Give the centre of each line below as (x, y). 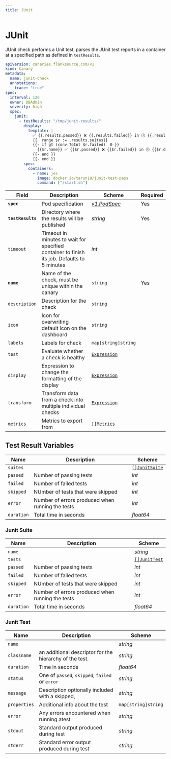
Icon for (51, 315)
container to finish (63, 252)
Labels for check (62, 343)
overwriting (55, 322)
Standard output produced (71, 727)
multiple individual (63, 406)
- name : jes (45, 173)
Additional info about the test (74, 704)
